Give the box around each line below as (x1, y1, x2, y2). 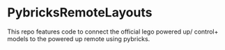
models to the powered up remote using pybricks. (7, 34, 150, 42)
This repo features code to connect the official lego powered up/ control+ (7, 27, 219, 36)
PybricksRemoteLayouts (7, 5, 153, 21)
